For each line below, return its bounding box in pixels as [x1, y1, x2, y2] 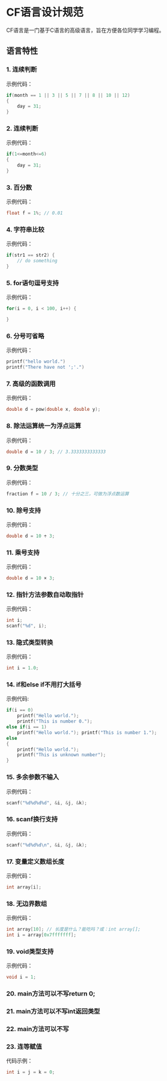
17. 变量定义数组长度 [6, 857, 65, 866]
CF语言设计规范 [6, 5, 84, 19]
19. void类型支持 [6, 947, 54, 955]
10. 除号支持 [6, 506, 41, 514]
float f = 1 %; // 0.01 [6, 210, 63, 217]
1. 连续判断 [6, 66, 37, 74]
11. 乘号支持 [6, 548, 40, 556]
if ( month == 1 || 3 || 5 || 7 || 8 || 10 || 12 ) [6, 92, 130, 98]
